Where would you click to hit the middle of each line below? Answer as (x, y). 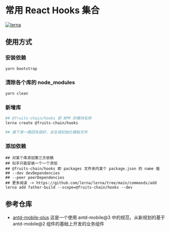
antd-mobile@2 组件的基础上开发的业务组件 (58, 223)
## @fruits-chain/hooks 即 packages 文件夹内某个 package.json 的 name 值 (82, 169)
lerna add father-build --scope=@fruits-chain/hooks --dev (69, 187)
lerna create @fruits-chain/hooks (42, 123)
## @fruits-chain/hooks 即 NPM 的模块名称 (48, 118)
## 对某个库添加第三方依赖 (30, 158)
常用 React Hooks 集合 (53, 10)
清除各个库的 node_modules (40, 83)
